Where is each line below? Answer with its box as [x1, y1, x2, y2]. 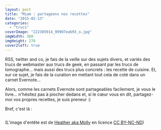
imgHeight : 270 [5, 39, 36, 43]
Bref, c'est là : [5, 106, 32, 112]
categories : [5, 20, 29, 26]
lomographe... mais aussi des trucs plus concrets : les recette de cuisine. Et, [5, 66, 157, 72]
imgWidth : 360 [5, 34, 34, 39]
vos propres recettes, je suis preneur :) [13, 96, 91, 102]
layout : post [5, 7, 31, 12]
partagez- [133, 91, 154, 97]
